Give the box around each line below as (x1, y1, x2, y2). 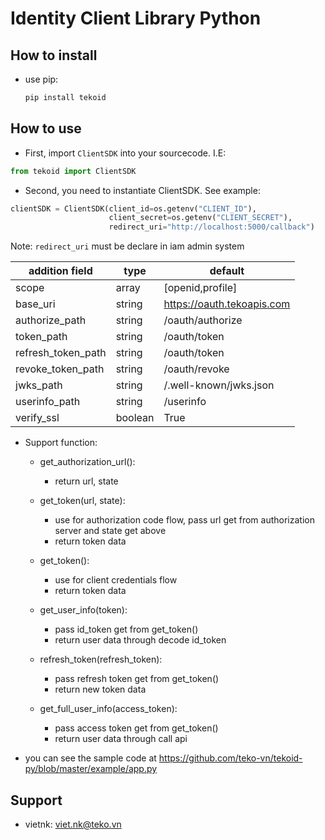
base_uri (15, 297, 56, 311)
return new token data (54, 683, 147, 696)
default (209, 264, 245, 278)
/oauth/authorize (163, 313, 243, 327)
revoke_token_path (15, 362, 105, 376)
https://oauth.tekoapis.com (163, 297, 291, 311)
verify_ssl (15, 411, 60, 425)
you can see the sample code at (24, 752, 157, 764)
